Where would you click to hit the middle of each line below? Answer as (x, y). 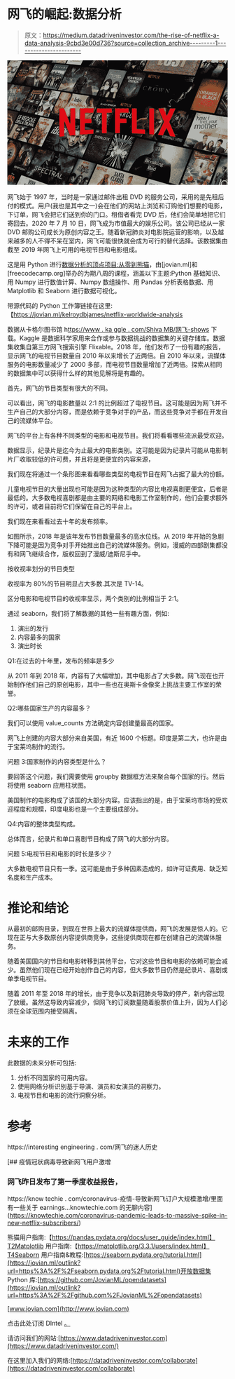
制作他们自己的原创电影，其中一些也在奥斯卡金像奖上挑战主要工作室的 (114, 684)
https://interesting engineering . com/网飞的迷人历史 (83, 1147)
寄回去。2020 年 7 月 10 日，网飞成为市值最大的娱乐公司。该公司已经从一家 (116, 223)
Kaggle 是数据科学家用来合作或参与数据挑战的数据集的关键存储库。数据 (122, 338)
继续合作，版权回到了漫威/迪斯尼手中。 (88, 553)
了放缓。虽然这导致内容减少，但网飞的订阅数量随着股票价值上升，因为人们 (114, 1002)
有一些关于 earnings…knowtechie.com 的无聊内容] (80, 1207)
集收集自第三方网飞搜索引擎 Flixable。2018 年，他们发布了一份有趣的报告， (116, 347)
